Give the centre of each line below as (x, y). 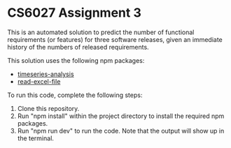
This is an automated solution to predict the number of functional (101, 32)
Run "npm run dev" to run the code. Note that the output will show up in (121, 131)
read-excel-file (39, 81)
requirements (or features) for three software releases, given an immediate (115, 39)
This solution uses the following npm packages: (76, 60)
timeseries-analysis (46, 74)
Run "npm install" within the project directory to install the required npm (121, 116)
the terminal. (36, 138)
